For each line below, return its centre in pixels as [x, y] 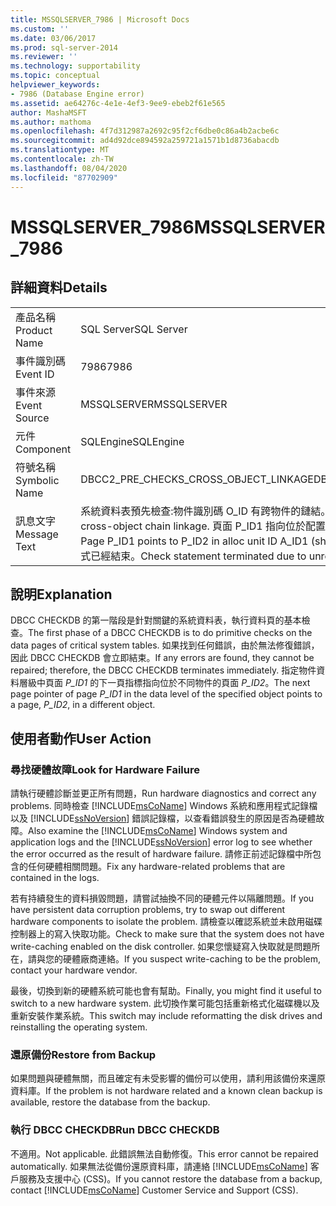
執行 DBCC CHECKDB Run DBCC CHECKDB [115, 1130]
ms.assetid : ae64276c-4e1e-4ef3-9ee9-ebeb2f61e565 [118, 103]
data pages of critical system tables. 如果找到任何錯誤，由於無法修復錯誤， [165, 645]
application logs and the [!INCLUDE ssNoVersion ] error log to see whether [161, 842]
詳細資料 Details [59, 287]
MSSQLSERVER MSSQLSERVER [154, 404]
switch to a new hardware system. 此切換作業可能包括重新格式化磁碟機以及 [165, 1003]
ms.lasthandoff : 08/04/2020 [69, 168]
